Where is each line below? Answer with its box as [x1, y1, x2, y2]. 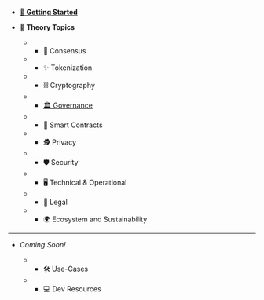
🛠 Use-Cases [42, 264, 89, 273]
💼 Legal [42, 197, 68, 207]
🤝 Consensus [42, 46, 86, 55]
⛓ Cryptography [42, 81, 96, 90]
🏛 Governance [42, 101, 93, 110]
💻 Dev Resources [42, 284, 102, 294]
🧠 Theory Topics [19, 23, 75, 31]
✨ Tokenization [42, 63, 93, 72]
